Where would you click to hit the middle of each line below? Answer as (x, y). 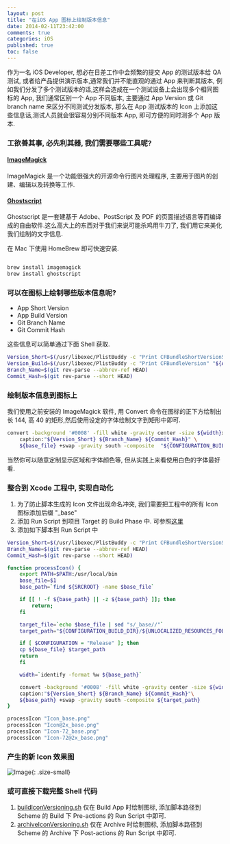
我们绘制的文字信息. (35, 234)
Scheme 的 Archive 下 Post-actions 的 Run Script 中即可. (97, 833)
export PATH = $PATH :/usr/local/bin (68, 574)
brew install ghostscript (44, 274)
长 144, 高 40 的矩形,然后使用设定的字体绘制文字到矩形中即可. (94, 420)
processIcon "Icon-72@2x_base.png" (58, 738)
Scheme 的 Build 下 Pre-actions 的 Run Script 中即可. (91, 816)
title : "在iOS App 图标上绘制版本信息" (59, 20)
